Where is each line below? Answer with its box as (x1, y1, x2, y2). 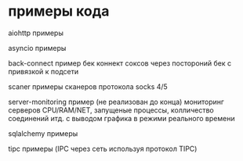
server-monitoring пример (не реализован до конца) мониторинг (8, 97, 225, 106)
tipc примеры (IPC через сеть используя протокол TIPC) (8, 144, 198, 153)
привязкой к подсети (8, 66, 79, 76)
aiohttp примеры (8, 28, 64, 38)
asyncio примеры (8, 43, 67, 52)
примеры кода (8, 2, 110, 20)
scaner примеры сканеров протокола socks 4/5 (8, 81, 169, 91)
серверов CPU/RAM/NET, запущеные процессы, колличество (8, 105, 214, 115)
